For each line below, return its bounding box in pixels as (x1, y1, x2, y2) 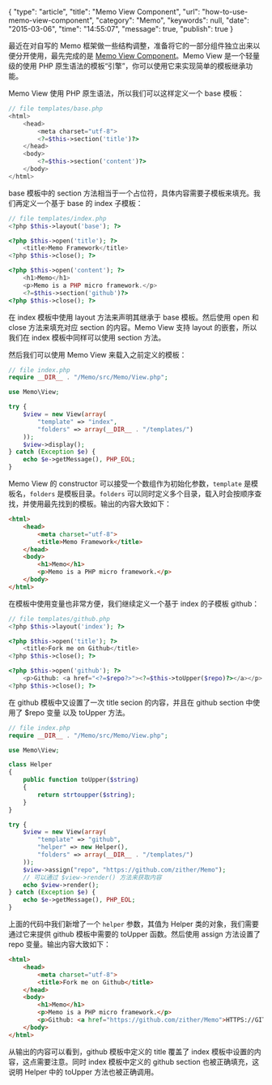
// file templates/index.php (8, 214, 107, 222)
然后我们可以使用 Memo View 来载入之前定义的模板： (8, 350, 187, 359)
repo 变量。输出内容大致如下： (8, 940, 112, 949)
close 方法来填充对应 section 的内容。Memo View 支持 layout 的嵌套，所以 (8, 322, 257, 332)
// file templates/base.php (8, 105, 104, 113)
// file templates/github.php (8, 615, 111, 623)
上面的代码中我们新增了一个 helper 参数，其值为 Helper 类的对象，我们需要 (8, 920, 259, 928)
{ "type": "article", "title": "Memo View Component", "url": (8, 7, 201, 16)
